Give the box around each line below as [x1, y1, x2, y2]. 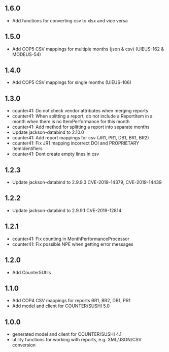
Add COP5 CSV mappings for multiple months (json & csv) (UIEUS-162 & [12, 46, 164, 52]
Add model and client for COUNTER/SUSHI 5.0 [12, 303, 110, 309]
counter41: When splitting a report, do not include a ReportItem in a [12, 113, 153, 119]
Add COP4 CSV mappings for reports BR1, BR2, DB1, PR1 [12, 298, 130, 304]
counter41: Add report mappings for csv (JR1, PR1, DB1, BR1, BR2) [12, 135, 149, 141]
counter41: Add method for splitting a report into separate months [12, 124, 150, 130]
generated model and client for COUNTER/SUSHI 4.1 [12, 331, 122, 337]
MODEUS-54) [12, 51, 41, 57]
